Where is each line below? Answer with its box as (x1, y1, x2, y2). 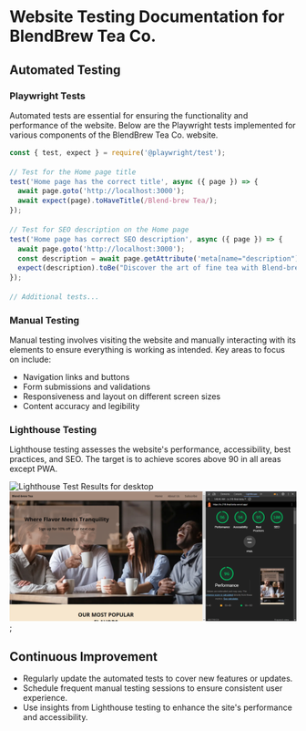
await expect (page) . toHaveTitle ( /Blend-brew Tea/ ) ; (17, 196, 219, 206)
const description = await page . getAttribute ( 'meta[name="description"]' (17, 253, 303, 263)
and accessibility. (22, 712, 88, 723)
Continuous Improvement (9, 649, 158, 664)
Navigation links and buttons (22, 372, 130, 383)
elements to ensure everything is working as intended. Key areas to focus (9, 345, 285, 355)
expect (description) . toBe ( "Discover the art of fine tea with (17, 263, 259, 273)
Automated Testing (9, 62, 121, 77)
